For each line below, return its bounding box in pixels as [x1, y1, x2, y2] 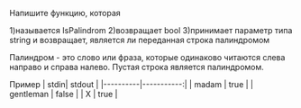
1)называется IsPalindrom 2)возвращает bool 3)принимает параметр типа [9, 25, 293, 35]
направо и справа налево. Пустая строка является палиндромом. [9, 62, 264, 72]
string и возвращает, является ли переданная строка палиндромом [9, 35, 270, 45]
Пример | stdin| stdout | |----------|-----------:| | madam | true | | [9, 79, 254, 89]
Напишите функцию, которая [9, 8, 122, 18]
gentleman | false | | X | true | [9, 89, 118, 99]
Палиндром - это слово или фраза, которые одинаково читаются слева [9, 52, 286, 62]
